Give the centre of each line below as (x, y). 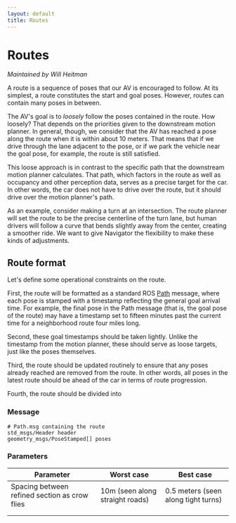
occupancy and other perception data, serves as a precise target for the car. (118, 183)
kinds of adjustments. (39, 241)
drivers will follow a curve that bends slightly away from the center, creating (117, 226)
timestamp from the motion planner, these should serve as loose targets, (112, 344)
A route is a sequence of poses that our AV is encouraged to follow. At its (113, 88)
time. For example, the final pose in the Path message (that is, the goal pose (117, 308)
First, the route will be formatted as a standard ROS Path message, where (113, 293)
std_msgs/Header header (42, 432)
